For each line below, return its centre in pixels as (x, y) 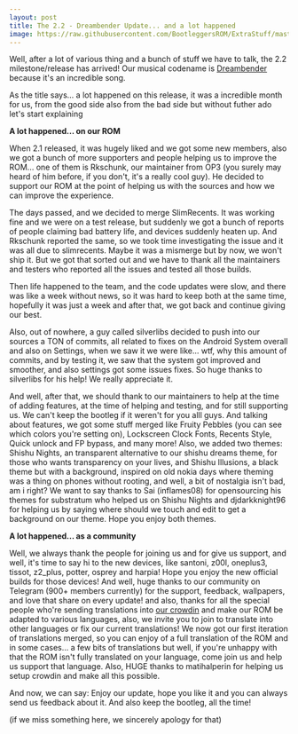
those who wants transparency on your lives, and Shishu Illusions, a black (144, 462)
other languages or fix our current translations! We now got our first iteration (149, 629)
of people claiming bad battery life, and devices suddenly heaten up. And (143, 232)
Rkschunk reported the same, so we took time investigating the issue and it (146, 241)
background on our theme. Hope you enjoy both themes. (113, 519)
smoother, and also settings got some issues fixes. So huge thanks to (136, 370)
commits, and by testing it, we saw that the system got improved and (135, 360)
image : (21, 34)
